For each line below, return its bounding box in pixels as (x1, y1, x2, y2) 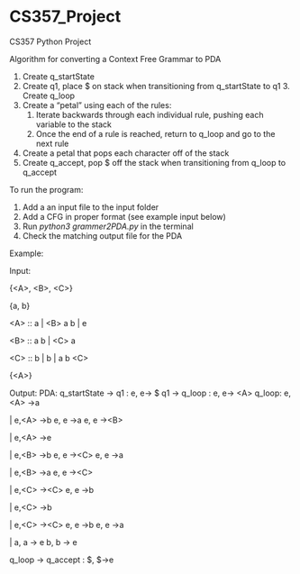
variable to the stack (35, 119, 113, 130)
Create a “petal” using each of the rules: (22, 99, 172, 110)
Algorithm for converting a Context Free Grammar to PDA (9, 53, 222, 64)
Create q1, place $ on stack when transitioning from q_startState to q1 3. (22, 80, 290, 91)
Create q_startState (22, 70, 95, 82)
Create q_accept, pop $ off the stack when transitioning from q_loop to (22, 157, 286, 168)
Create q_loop (22, 90, 75, 101)
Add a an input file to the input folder (22, 201, 159, 213)
